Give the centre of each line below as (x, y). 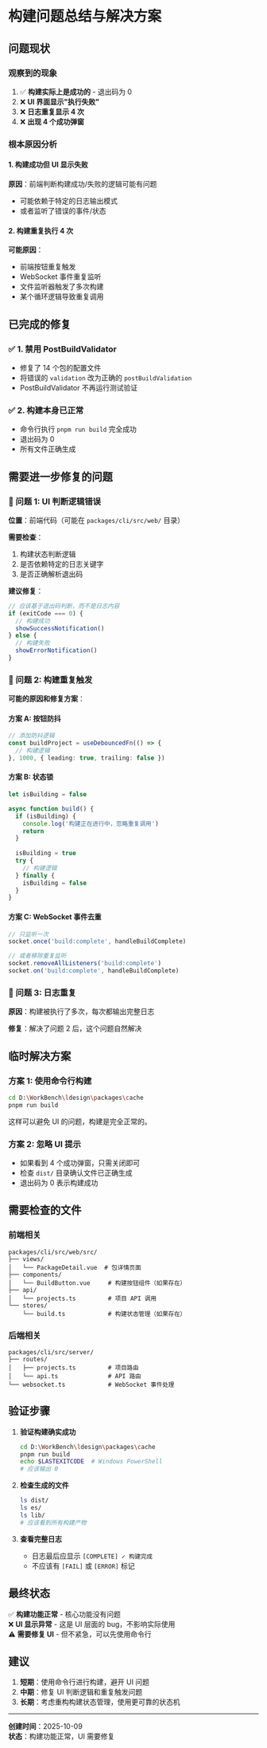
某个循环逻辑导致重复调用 (62, 297)
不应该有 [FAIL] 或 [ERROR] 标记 (83, 1565)
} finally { (35, 875)
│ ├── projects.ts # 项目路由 (74, 1368)
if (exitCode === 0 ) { (46, 613)
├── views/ (26, 1259)
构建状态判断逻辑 (48, 554)
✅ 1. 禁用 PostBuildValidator (63, 349)
